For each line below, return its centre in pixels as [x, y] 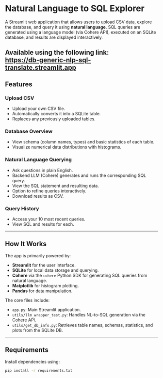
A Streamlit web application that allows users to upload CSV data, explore [79, 22]
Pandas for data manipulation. [42, 291]
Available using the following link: [57, 53]
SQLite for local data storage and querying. [55, 270]
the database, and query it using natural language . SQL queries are [73, 27]
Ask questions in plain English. [42, 170]
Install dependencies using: [33, 362]
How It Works [26, 244]
